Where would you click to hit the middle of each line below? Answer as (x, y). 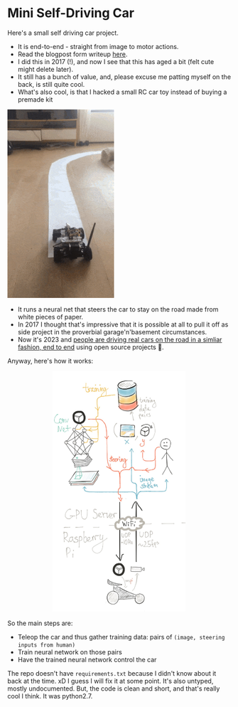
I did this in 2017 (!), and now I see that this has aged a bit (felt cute (116, 61)
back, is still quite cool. (51, 84)
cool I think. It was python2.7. (50, 696)
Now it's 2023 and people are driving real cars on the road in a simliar (120, 339)
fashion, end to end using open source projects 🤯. (91, 347)
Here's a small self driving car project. (63, 33)
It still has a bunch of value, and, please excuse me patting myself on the (124, 77)
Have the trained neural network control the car (87, 659)
